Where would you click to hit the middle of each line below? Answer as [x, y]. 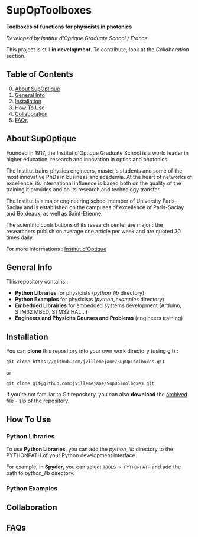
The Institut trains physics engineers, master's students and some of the [94, 170]
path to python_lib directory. [40, 473]
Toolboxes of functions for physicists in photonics [69, 27]
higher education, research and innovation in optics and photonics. [88, 159]
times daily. [20, 237]
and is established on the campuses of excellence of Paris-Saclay [104, 207]
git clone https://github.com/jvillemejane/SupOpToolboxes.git [86, 362]
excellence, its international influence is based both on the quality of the [94, 183]
